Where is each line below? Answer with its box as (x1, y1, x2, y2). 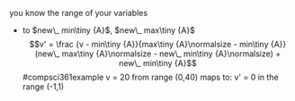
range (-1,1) (22, 81, 65, 92)
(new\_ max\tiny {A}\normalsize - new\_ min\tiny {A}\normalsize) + (34, 48, 282, 59)
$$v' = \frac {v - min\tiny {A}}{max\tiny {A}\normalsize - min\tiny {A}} (29, 39, 287, 49)
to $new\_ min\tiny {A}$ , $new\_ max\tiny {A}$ (22, 25, 195, 35)
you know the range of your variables (9, 8, 148, 18)
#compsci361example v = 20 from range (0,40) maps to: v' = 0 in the (22, 72, 279, 82)
